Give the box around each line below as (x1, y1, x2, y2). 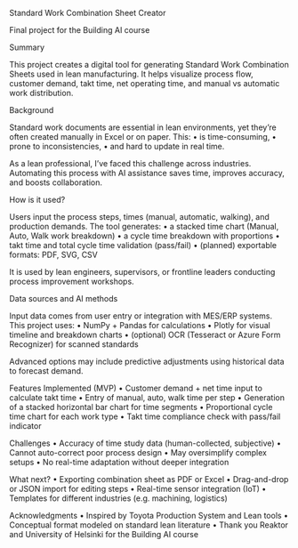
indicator (9, 421, 42, 431)
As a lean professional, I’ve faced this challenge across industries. (9, 158, 252, 168)
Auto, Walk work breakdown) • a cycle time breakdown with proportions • (9, 230, 280, 241)
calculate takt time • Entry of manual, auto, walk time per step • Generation (9, 392, 285, 403)
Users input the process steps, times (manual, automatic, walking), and (9, 212, 270, 222)
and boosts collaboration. (9, 177, 102, 188)
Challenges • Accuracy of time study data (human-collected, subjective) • (9, 438, 282, 448)
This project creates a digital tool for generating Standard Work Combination (9, 60, 289, 69)
